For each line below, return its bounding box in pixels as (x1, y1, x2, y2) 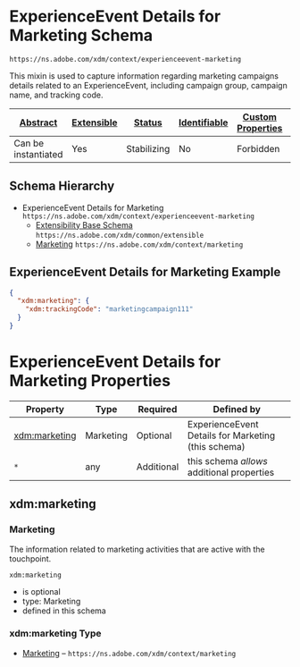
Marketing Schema (9, 25, 154, 46)
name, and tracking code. (9, 89, 104, 100)
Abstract (19, 116, 58, 129)
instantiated (13, 148, 63, 160)
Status (133, 116, 162, 129)
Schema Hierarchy (9, 179, 115, 194)
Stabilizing (126, 142, 171, 155)
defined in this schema (21, 605, 107, 616)
